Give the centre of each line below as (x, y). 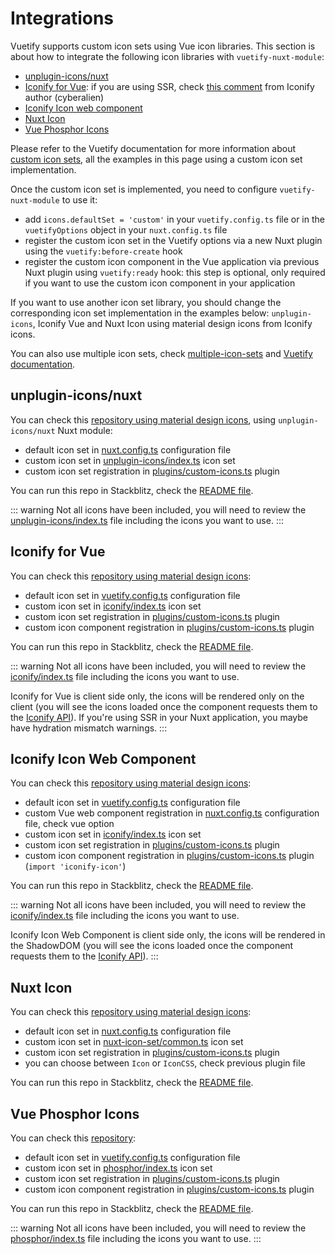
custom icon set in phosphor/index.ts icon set (118, 1168)
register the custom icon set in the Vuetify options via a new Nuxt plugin (173, 240)
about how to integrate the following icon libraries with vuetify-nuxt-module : (167, 56)
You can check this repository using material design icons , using (143, 419)
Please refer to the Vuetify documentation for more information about (153, 148)
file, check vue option (69, 824)
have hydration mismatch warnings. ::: (89, 728)
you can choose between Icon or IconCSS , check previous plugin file (165, 1063)
